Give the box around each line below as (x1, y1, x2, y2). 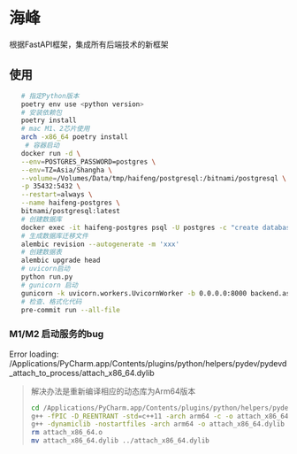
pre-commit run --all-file (20, 305, 121, 314)
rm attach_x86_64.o (30, 428, 103, 437)
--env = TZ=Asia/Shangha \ (20, 165, 113, 174)
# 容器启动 (25, 141, 60, 150)
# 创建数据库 (20, 214, 63, 224)
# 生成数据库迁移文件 (20, 231, 88, 240)
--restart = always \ (20, 190, 93, 199)
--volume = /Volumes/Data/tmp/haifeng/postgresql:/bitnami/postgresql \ (20, 173, 287, 182)
